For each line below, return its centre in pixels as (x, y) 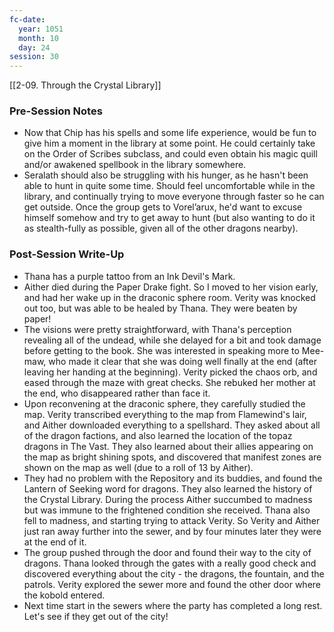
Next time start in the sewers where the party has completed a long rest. (173, 605)
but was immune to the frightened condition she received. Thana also (167, 510)
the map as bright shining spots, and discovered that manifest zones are (172, 457)
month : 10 (38, 38)
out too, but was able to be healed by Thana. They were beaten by (160, 308)
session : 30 (34, 57)
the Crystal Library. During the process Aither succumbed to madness (168, 499)
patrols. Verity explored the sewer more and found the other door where (172, 584)
